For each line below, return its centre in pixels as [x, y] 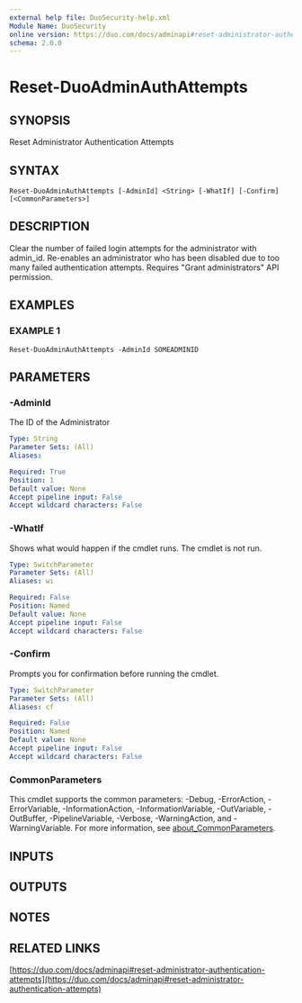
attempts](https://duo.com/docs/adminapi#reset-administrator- [127, 980]
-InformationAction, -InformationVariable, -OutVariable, [164, 809]
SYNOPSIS [40, 120]
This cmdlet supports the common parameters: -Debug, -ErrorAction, [138, 800]
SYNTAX [35, 171]
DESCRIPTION [49, 226]
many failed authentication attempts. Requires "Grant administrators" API [144, 267]
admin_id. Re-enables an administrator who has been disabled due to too [145, 258]
